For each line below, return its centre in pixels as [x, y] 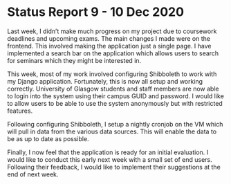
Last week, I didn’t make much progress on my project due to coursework [112, 31]
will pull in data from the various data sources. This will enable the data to [112, 131]
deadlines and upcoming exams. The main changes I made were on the [109, 38]
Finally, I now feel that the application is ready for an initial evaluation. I [108, 152]
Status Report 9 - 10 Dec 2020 [96, 12]
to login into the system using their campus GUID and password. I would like [116, 96]
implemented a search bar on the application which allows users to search [113, 53]
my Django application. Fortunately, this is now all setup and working [105, 81]
